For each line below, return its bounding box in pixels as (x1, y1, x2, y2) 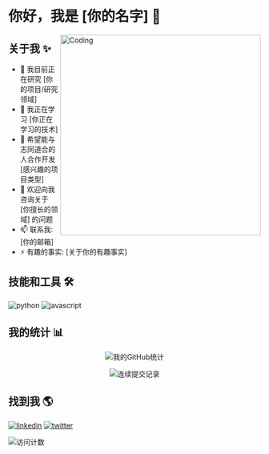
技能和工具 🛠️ (8, 275, 74, 289)
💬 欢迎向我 (19, 185, 55, 194)
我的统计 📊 (8, 326, 64, 339)
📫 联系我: (19, 225, 54, 234)
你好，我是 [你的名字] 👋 (8, 7, 162, 26)
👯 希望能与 (19, 135, 55, 144)
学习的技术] (19, 125, 58, 134)
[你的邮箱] (19, 237, 54, 247)
